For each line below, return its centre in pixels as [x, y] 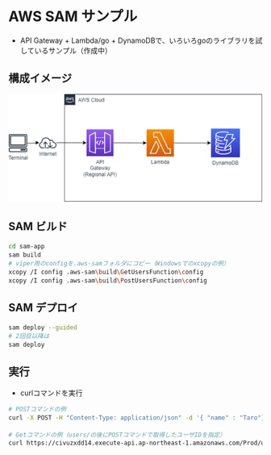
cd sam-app [27, 247]
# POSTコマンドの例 [38, 409]
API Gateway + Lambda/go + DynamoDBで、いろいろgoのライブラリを [138, 40]
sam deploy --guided [43, 328]
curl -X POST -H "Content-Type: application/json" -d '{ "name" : [122, 417]
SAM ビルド [38, 226]
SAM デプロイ [43, 308]
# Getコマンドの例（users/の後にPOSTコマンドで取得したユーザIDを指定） [117, 435]
